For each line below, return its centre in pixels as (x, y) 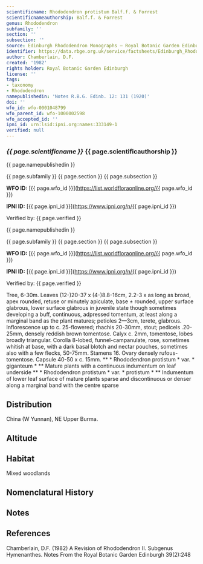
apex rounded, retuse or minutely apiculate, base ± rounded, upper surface (100, 301)
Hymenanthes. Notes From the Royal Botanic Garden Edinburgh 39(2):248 (99, 554)
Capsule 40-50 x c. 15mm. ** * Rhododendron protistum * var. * (115, 360)
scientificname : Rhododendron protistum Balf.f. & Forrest (82, 12)
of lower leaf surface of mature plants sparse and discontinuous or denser (99, 379)
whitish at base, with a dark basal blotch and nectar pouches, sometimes (97, 347)
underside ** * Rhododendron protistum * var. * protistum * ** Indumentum (100, 372)
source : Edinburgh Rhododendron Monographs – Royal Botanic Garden (93, 46)
